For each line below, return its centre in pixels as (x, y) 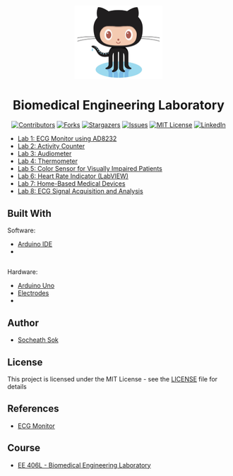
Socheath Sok (38, 340)
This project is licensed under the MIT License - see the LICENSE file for (112, 379)
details (17, 387)
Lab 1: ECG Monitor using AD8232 (67, 138)
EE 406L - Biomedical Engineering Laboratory (84, 465)
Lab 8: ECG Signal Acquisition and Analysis (80, 191)
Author (23, 323)
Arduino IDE (35, 244)
